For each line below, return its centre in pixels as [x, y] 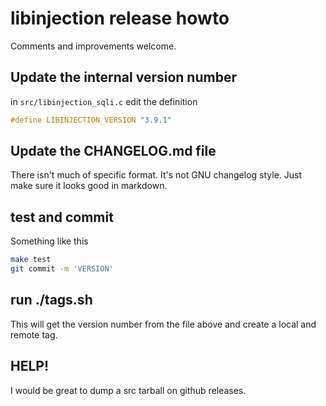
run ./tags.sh [51, 300]
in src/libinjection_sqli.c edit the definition [104, 101]
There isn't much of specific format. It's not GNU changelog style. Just [156, 175]
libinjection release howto [120, 18]
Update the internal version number [123, 77]
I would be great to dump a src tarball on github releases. [128, 390]
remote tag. [34, 334]
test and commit [62, 217]
